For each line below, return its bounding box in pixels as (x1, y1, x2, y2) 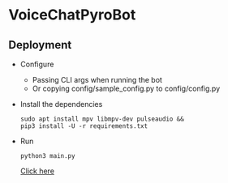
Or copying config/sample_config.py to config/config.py (32, 83, 221, 93)
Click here (19, 166, 55, 176)
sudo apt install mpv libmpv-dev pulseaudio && (19, 115, 184, 123)
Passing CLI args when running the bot (32, 75, 162, 84)
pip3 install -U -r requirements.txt (19, 122, 148, 130)
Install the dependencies (19, 100, 103, 109)
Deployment (8, 38, 72, 52)
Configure (19, 59, 54, 69)
